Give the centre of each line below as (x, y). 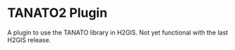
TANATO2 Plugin (58, 13)
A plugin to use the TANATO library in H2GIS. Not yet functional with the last (117, 32)
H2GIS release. (29, 39)
